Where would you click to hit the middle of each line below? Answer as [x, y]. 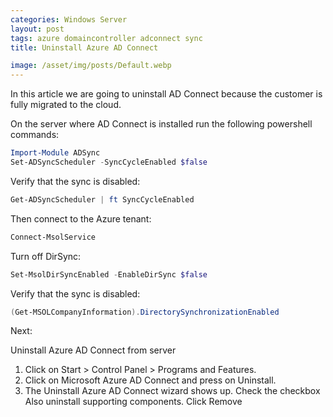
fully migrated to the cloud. [66, 105]
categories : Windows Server [69, 19]
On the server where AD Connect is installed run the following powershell [161, 124]
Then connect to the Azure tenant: [81, 218]
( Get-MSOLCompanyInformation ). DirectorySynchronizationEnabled [145, 312]
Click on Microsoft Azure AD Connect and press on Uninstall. [150, 380]
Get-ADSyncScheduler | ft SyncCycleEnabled [102, 199]
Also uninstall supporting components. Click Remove [133, 402]
